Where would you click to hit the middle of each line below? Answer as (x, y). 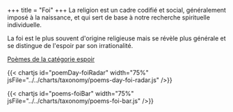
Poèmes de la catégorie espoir (51, 59)
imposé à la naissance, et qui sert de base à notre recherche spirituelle (109, 17)
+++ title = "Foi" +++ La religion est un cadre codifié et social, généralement (116, 10)
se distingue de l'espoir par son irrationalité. (70, 46)
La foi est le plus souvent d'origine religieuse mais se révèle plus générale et (116, 38)
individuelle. (24, 25)
